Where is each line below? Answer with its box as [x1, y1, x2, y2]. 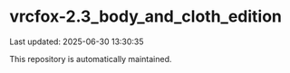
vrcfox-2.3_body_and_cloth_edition [9, 6, 283, 27]
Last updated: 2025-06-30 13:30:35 [9, 36, 144, 47]
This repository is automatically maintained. [9, 53, 172, 64]
